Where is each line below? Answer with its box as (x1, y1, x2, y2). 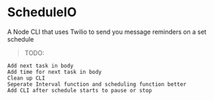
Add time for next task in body (7, 68, 102, 75)
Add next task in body (7, 62, 74, 69)
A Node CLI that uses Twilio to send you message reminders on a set (7, 27, 207, 36)
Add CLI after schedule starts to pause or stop (7, 87, 152, 94)
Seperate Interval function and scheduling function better (7, 80, 187, 88)
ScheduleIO (7, 4, 77, 20)
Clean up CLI (7, 75, 46, 82)
